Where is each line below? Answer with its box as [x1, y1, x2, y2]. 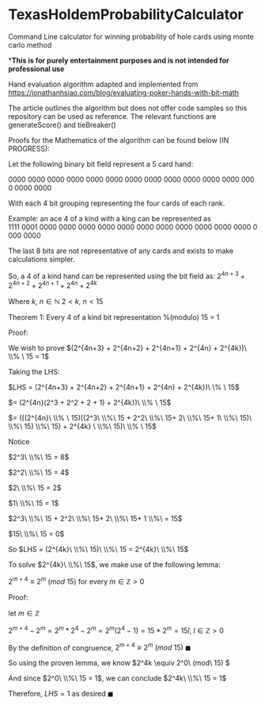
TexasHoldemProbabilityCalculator [8, 6, 244, 24]
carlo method [8, 40, 52, 49]
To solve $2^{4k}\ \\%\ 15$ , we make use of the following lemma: [8, 560, 221, 570]
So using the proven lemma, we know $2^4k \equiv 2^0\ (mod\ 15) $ [8, 658, 231, 668]
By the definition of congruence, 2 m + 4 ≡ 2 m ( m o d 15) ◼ [8, 641, 191, 652]
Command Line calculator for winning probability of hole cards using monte [8, 32, 255, 41]
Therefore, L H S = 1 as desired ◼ [8, 689, 114, 699]
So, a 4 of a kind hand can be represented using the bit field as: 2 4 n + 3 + [8, 270, 245, 281]
